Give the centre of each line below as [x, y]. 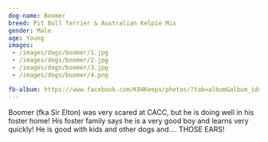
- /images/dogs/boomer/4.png [60, 75]
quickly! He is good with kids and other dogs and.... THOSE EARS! [116, 129]
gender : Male [30, 30]
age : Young [26, 38]
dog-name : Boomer [37, 16]
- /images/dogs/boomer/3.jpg [60, 68]
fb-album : [25, 89]
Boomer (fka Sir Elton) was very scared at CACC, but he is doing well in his [131, 112]
